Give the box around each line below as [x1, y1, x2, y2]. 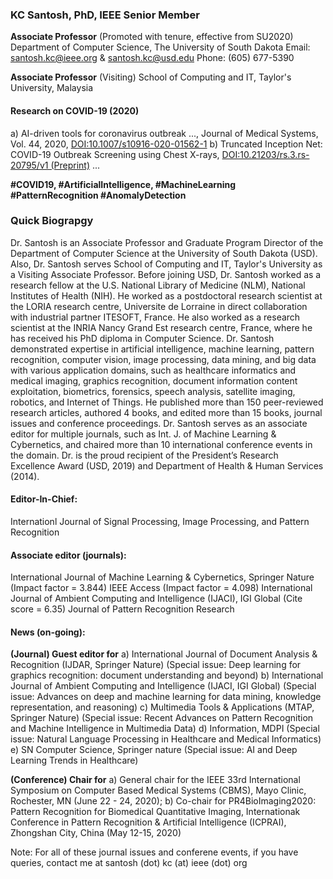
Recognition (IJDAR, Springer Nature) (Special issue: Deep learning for [10, 659, 302, 671]
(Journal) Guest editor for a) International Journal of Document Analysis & [10, 648, 318, 660]
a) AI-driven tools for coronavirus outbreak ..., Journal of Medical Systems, [10, 127, 319, 139]
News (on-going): [10, 626, 86, 638]
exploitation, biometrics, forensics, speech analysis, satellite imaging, [10, 385, 296, 397]
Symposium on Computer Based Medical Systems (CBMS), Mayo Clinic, [10, 784, 307, 797]
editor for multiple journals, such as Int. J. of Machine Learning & [10, 428, 277, 440]
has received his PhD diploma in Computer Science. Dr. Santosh [10, 332, 275, 344]
